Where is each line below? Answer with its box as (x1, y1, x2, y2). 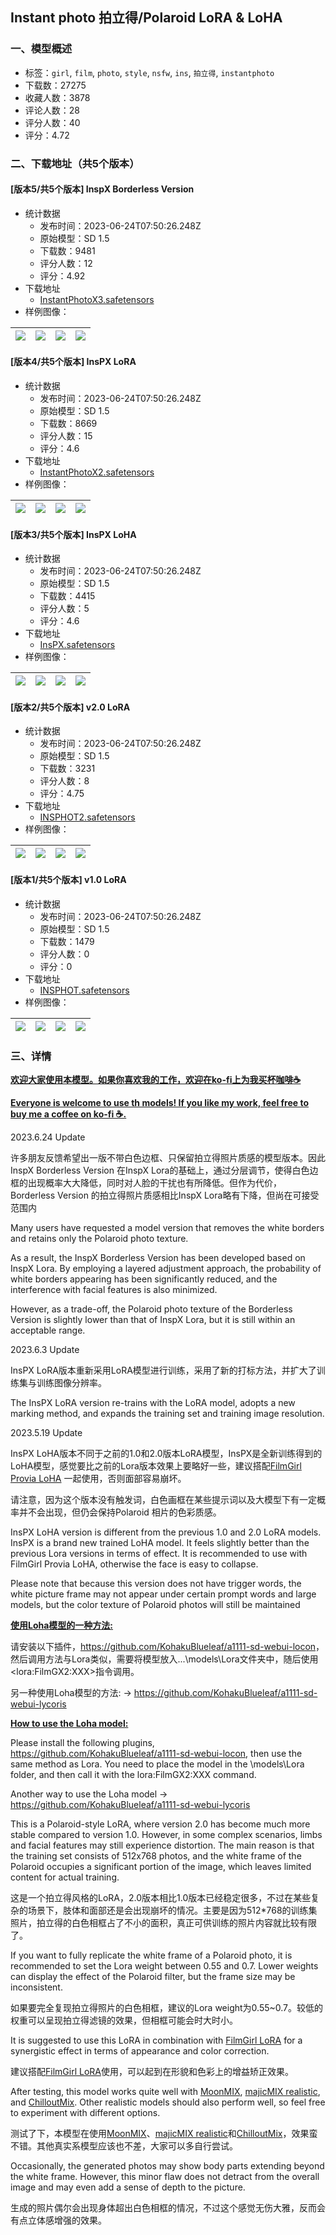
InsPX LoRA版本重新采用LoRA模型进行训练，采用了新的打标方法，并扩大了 (10, 1364, 317, 1376)
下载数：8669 (39, 418, 98, 430)
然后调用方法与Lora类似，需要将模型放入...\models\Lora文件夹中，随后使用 (10, 1653, 319, 1665)
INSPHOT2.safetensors (39, 811, 136, 823)
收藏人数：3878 (24, 91, 91, 103)
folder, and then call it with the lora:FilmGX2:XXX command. (10, 1768, 257, 1780)
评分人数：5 (39, 603, 90, 615)
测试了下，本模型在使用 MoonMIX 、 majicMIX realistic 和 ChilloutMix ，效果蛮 (10, 2127, 318, 2139)
